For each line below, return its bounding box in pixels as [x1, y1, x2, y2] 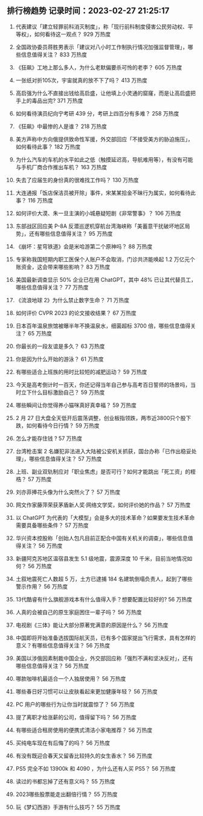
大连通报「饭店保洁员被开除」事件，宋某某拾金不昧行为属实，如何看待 [15, 189, 191, 196]
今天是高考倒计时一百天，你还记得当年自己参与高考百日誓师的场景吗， [15, 381, 191, 388]
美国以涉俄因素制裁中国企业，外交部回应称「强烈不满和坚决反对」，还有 [15, 655, 193, 662]
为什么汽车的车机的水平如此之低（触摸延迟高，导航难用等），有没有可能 [15, 156, 193, 163]
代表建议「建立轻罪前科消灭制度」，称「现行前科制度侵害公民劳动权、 [15, 23, 188, 30]
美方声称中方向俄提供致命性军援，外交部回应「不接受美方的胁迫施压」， [15, 135, 193, 143]
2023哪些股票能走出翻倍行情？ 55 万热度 [15, 791, 118, 798]
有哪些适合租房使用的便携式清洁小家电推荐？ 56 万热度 [15, 726, 153, 733]
